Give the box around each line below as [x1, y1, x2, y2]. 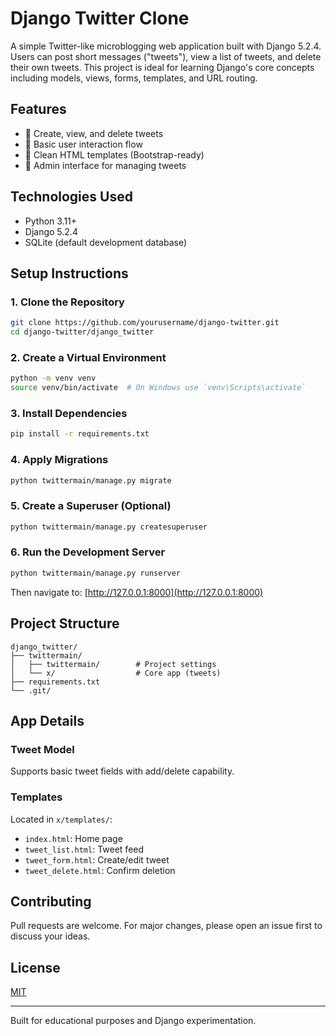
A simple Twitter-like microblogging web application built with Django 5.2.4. [10, 40, 322, 52]
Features [10, 101, 67, 118]
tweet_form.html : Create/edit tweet [24, 853, 170, 866]
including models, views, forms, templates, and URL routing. [10, 72, 258, 84]
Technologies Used [10, 188, 133, 206]
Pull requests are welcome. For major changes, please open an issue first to [10, 920, 323, 932]
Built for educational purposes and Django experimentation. [10, 1015, 257, 1027]
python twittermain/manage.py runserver [10, 568, 182, 578]
